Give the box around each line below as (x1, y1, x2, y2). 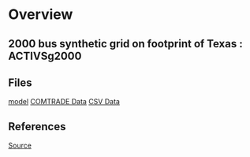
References (8, 120, 66, 133)
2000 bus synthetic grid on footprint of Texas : (8, 37, 243, 50)
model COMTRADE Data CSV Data (8, 97, 121, 107)
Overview (8, 6, 73, 24)
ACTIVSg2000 (8, 49, 82, 62)
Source (8, 140, 32, 151)
